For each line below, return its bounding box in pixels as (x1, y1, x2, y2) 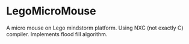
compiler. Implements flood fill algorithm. (6, 30, 108, 37)
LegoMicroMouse (6, 4, 96, 18)
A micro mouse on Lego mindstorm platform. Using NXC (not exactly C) (6, 24, 184, 31)
